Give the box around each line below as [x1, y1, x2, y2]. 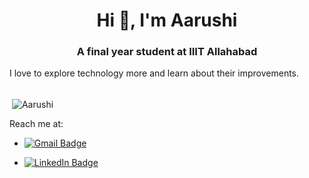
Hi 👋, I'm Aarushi [96, 9, 238, 32]
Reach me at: [9, 118, 64, 130]
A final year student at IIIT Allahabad [76, 45, 258, 59]
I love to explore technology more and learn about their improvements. [9, 67, 300, 79]
